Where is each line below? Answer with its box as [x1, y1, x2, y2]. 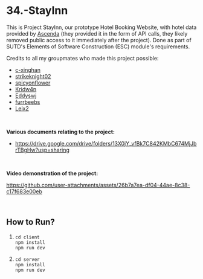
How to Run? [6, 217, 56, 227]
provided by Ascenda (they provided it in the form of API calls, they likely [6, 30, 188, 37]
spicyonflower [14, 79, 51, 86]
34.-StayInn [6, 4, 68, 18]
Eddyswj [14, 92, 37, 99]
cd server [14, 256, 40, 263]
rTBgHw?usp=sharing [14, 146, 69, 153]
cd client [14, 234, 40, 240]
